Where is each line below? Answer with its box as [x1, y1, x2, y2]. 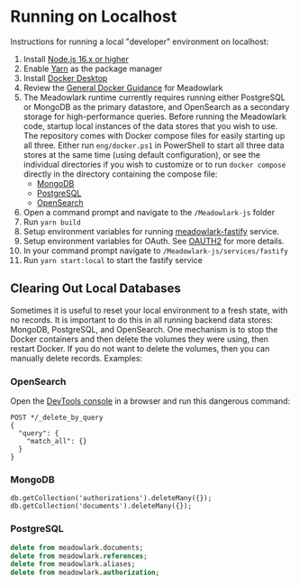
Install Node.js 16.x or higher [23, 53, 129, 64]
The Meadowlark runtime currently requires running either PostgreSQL [23, 92, 286, 103]
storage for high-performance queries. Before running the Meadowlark [23, 111, 287, 122]
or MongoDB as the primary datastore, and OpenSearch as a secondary [23, 101, 290, 112]
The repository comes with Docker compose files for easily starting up [23, 130, 285, 141]
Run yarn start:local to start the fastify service [23, 254, 204, 265]
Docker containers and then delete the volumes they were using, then [10, 334, 269, 344]
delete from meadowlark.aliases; [10, 560, 136, 569]
